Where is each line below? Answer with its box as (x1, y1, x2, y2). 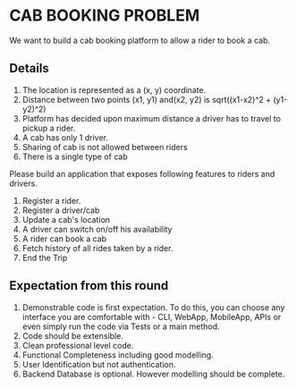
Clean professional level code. (21, 340, 134, 350)
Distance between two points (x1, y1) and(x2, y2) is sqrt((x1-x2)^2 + (21, 94, 272, 105)
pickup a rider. (21, 122, 76, 133)
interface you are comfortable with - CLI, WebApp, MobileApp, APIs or (21, 311, 282, 322)
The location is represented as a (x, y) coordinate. (21, 84, 207, 95)
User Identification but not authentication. (21, 358, 176, 369)
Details (9, 61, 49, 76)
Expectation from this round (9, 278, 169, 293)
